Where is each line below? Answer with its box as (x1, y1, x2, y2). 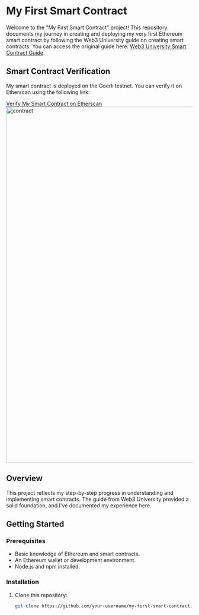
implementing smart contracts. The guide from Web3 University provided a (6, 495, 190, 503)
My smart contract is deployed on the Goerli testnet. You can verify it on (6, 82, 182, 89)
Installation (6, 578, 40, 586)
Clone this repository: (14, 591, 68, 598)
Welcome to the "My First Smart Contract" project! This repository (6, 24, 168, 31)
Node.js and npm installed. (14, 563, 81, 570)
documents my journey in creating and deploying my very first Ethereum (6, 30, 183, 37)
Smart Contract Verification (6, 67, 111, 77)
